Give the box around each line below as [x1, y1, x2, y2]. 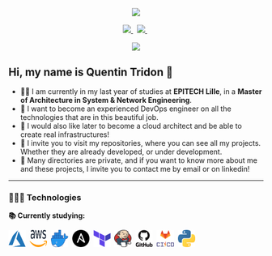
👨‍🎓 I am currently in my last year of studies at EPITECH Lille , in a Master [19, 86, 262, 96]
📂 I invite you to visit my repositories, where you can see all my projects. [19, 138, 261, 147]
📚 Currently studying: [8, 211, 86, 220]
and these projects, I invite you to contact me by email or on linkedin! [19, 164, 250, 173]
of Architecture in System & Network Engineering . [19, 95, 193, 105]
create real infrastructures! [19, 130, 110, 139]
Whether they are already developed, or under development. [19, 147, 223, 156]
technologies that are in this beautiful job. [19, 112, 159, 122]
